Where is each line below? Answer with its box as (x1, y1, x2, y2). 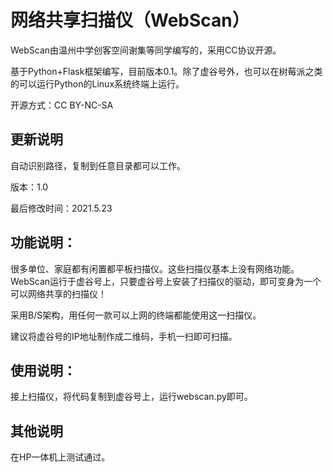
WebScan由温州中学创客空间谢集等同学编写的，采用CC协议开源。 (10, 44, 282, 56)
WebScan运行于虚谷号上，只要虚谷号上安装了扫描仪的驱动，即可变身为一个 (10, 275, 322, 287)
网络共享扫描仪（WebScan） (10, 9, 250, 32)
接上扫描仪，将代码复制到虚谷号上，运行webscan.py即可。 (10, 391, 253, 403)
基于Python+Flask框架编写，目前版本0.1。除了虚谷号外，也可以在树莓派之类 (10, 65, 323, 77)
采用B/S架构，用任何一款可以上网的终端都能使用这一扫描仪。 (10, 309, 262, 321)
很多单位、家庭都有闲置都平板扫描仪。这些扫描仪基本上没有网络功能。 (10, 262, 300, 275)
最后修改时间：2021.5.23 (10, 202, 113, 214)
